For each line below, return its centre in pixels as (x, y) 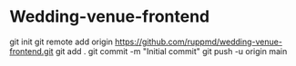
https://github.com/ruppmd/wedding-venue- (199, 42)
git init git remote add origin (61, 42)
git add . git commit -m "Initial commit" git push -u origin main (171, 51)
